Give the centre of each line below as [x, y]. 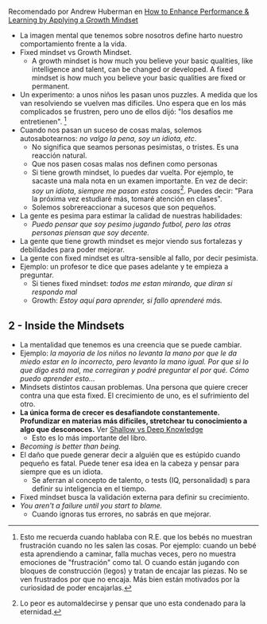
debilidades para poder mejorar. [72, 249]
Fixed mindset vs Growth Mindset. [76, 52]
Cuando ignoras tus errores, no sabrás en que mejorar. [122, 514]
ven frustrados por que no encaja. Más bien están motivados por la [130, 579]
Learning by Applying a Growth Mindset [74, 20]
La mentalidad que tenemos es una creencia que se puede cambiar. [131, 345]
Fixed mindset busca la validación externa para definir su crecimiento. [135, 497]
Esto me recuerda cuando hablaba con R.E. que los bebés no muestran [136, 537]
